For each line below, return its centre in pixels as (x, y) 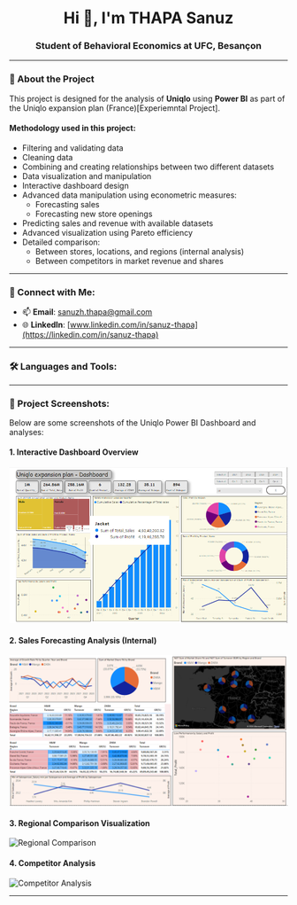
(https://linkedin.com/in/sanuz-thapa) (90, 335)
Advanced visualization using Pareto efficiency (107, 232)
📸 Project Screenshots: (60, 403)
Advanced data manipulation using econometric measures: (129, 195)
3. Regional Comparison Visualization (80, 823)
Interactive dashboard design (76, 185)
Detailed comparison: (61, 242)
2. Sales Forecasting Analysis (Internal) (83, 640)
